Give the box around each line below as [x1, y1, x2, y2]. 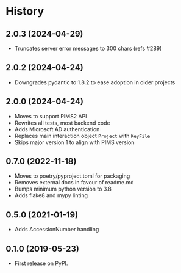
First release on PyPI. [14, 260, 68, 267]
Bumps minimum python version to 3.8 [14, 185, 112, 193]
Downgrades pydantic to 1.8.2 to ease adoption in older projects [14, 78, 176, 86]
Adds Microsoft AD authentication [14, 125, 100, 133]
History [5, 4, 44, 18]
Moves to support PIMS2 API [14, 112, 87, 120]
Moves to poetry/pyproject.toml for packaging [14, 172, 130, 180]
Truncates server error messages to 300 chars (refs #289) [14, 45, 162, 52]
